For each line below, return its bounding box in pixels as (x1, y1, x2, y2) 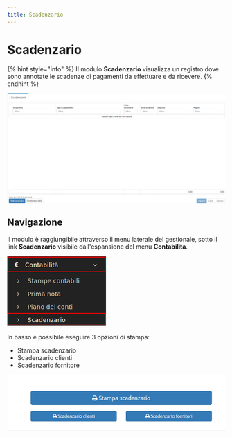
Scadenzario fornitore (17, 361, 80, 369)
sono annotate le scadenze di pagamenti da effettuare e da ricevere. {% (7, 72, 213, 80)
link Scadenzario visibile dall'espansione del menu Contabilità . (7, 242, 188, 251)
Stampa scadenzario (17, 346, 77, 355)
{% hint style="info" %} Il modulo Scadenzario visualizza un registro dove (7, 64, 220, 73)
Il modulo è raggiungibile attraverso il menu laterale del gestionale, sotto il (7, 235, 218, 243)
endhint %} (7, 80, 39, 88)
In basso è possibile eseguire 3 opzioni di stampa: (7, 332, 150, 341)
